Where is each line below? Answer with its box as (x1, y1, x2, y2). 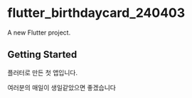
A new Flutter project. (7, 28, 71, 37)
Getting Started (7, 49, 78, 61)
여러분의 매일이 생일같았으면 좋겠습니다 (7, 83, 116, 92)
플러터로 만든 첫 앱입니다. (7, 68, 78, 77)
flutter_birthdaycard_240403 (7, 5, 186, 21)
